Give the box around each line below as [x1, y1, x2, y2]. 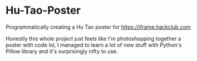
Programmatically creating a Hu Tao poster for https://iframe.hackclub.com [5, 23, 191, 30]
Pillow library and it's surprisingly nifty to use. [5, 47, 118, 54]
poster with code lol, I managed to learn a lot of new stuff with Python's [5, 41, 182, 48]
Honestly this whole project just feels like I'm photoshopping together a [5, 35, 181, 42]
